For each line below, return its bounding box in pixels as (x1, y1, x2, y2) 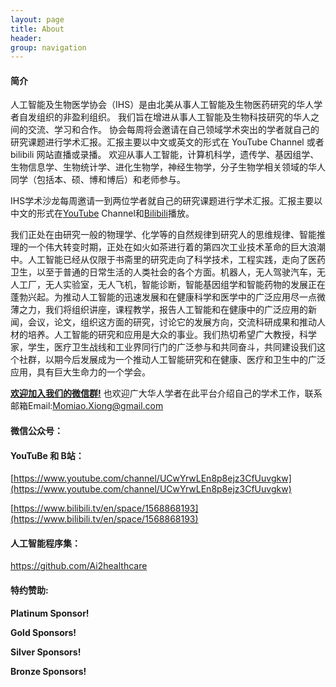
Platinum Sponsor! (10, 607, 90, 619)
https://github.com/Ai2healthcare (10, 560, 148, 572)
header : (10, 33, 43, 43)
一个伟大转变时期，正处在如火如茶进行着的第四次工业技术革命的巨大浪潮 (27, 241, 326, 253)
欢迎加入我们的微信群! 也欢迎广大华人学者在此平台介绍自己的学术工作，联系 (10, 387, 323, 400)
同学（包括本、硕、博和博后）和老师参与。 (10, 174, 186, 186)
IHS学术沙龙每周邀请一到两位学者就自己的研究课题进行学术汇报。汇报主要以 (10, 195, 323, 207)
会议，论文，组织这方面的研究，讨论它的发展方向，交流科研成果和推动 (27, 316, 317, 328)
